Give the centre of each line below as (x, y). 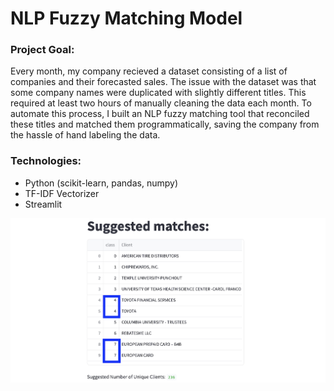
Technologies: (46, 161)
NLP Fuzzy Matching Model (126, 18)
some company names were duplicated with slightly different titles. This (158, 93)
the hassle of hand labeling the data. (85, 135)
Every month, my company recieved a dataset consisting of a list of (149, 71)
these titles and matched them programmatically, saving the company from (165, 124)
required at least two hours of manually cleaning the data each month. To (161, 103)
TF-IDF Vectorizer (62, 193)
